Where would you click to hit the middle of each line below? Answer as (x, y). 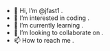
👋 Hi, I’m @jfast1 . (38, 11)
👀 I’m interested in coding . (51, 18)
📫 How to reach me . (44, 40)
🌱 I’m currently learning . (48, 25)
